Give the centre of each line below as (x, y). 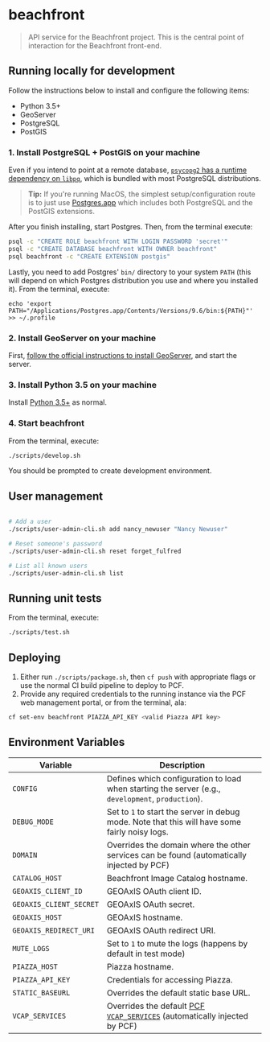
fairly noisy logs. (137, 832)
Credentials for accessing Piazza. (170, 979)
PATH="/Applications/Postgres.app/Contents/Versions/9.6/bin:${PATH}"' (131, 311)
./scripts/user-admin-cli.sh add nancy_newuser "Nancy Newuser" (118, 529)
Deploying (35, 657)
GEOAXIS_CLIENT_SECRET (55, 904)
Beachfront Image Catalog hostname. (177, 878)
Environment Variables (67, 742)
